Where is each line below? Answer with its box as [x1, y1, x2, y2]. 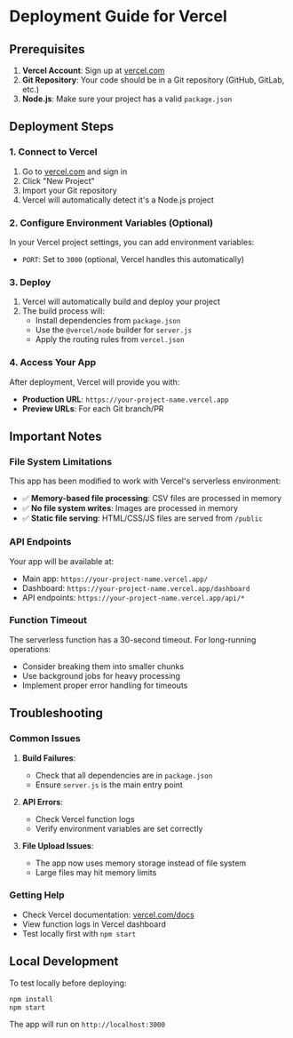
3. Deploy [9, 275, 51, 288]
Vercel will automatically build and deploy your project [21, 296, 220, 307]
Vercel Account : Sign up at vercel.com [21, 65, 165, 76]
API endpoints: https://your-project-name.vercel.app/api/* [21, 592, 246, 603]
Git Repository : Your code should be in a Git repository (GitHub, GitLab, [21, 75, 285, 85]
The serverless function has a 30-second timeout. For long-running [9, 634, 257, 645]
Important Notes [9, 428, 102, 443]
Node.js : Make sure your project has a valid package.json [21, 93, 233, 104]
